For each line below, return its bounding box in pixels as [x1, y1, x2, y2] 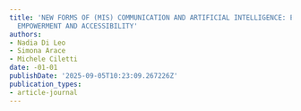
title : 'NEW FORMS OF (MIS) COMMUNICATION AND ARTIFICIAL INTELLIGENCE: [9, 13, 287, 22]
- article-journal [9, 88, 78, 97]
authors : [9, 30, 42, 38]
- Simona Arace [9, 47, 66, 55]
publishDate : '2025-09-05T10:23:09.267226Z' [9, 72, 178, 81]
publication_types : [9, 80, 82, 89]
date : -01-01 [9, 64, 58, 73]
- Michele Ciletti [9, 55, 78, 64]
